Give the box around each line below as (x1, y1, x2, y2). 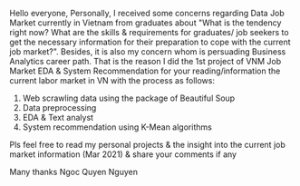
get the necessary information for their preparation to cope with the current (9, 36, 292, 47)
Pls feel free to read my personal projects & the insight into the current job (9, 140, 285, 150)
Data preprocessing (22, 103, 97, 113)
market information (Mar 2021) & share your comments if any (9, 149, 237, 160)
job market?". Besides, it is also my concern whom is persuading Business (9, 46, 286, 57)
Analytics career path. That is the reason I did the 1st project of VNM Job (9, 56, 282, 66)
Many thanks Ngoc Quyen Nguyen (9, 167, 139, 177)
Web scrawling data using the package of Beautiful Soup (22, 93, 236, 103)
